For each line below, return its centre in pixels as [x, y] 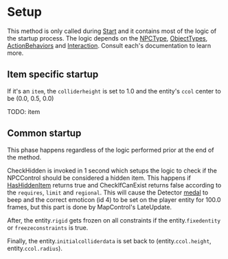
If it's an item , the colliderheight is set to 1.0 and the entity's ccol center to [114, 91]
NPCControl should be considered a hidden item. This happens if [99, 178]
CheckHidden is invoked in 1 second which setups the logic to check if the [112, 170]
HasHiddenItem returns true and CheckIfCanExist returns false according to [114, 185]
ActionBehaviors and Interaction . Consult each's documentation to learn [109, 45]
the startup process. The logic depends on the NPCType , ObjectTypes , [107, 38]
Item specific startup [53, 75]
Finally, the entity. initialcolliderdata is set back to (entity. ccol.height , [109, 240]
